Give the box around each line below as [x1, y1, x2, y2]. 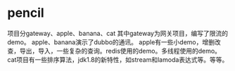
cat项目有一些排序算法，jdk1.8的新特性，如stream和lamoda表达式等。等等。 [7, 55, 229, 64]
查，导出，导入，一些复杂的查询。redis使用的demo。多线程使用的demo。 [7, 46, 222, 55]
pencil [7, 5, 44, 21]
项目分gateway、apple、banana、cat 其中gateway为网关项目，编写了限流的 [7, 29, 229, 37]
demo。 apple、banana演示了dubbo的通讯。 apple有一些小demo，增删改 [7, 37, 222, 46]
